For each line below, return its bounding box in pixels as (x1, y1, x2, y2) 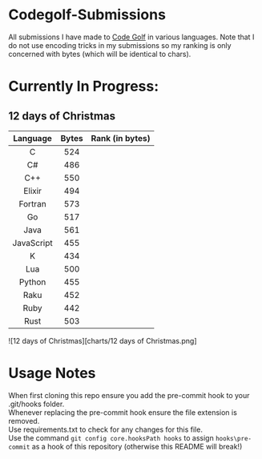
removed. (8, 416, 40, 425)
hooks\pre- (215, 434, 252, 442)
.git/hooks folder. (8, 399, 65, 409)
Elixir (23, 185, 42, 196)
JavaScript (12, 237, 54, 248)
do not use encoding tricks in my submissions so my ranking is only (8, 40, 232, 50)
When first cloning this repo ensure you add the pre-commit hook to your (8, 390, 250, 400)
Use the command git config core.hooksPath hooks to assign (8, 433, 214, 442)
